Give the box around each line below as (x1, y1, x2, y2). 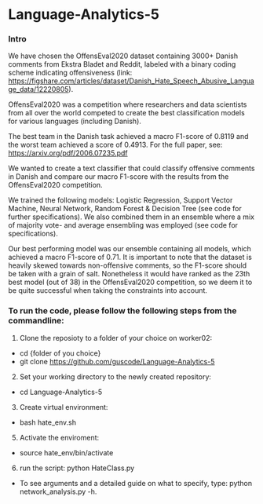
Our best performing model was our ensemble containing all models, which (8, 244, 251, 254)
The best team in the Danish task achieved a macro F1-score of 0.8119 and (8, 132, 249, 141)
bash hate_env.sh (19, 418, 77, 427)
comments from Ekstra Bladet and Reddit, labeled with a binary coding (8, 60, 236, 69)
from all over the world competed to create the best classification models (8, 108, 245, 118)
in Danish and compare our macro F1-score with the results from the (8, 172, 229, 181)
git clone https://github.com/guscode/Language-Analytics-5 (19, 356, 215, 366)
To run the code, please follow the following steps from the (8, 305, 237, 316)
